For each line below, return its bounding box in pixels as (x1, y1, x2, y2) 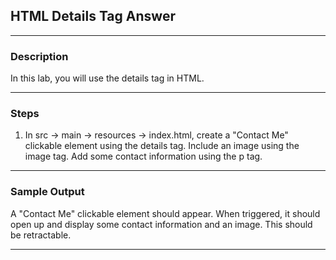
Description (10, 49, 69, 63)
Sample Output (10, 185, 85, 199)
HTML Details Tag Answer (10, 8, 176, 25)
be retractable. (10, 229, 72, 241)
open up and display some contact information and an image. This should (10, 218, 313, 230)
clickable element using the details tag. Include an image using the (24, 140, 300, 152)
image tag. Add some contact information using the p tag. (24, 150, 263, 163)
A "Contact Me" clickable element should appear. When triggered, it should (10, 207, 321, 219)
